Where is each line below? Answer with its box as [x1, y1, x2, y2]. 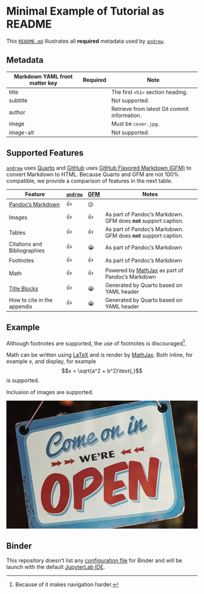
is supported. [6, 377, 39, 384]
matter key [29, 79, 58, 87]
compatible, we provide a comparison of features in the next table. [6, 177, 173, 184]
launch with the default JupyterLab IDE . [6, 564, 105, 571]
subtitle [8, 96, 28, 104]
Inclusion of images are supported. [6, 389, 94, 396]
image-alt [8, 129, 35, 136]
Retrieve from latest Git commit [111, 105, 189, 112]
